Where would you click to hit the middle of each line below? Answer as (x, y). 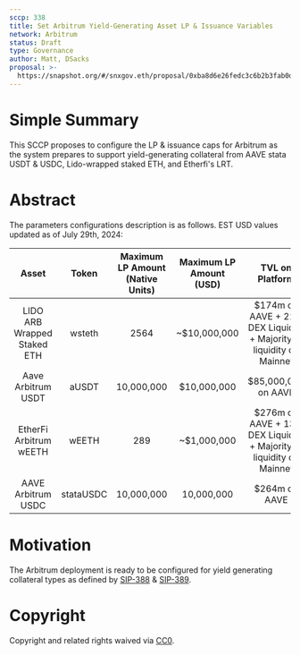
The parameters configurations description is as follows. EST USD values (144, 225)
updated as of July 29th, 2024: (66, 234)
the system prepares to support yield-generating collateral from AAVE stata (148, 154)
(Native (142, 278)
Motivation (50, 544)
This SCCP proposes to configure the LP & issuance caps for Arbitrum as (144, 145)
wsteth (84, 333)
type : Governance (42, 51)
